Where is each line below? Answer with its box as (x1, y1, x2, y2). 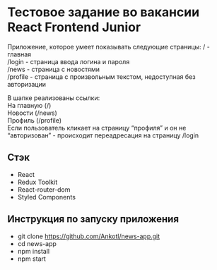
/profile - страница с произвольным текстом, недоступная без (7, 72, 196, 81)
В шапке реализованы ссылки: (7, 93, 100, 102)
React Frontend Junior (7, 19, 141, 35)
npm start (17, 254, 46, 263)
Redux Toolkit (17, 178, 58, 186)
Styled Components (17, 192, 76, 201)
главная (7, 50, 32, 59)
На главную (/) (7, 101, 52, 109)
